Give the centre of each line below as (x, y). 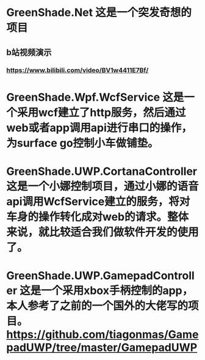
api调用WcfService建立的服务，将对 (98, 201)
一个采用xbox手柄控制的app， (117, 291)
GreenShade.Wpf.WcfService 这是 (95, 97)
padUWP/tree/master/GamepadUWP (102, 347)
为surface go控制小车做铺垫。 (82, 143)
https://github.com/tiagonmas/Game (103, 335)
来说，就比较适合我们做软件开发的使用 (103, 232)
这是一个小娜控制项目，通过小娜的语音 (103, 186)
